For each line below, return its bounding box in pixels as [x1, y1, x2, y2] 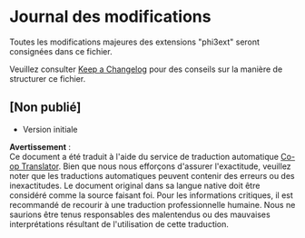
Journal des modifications [9, 6, 212, 27]
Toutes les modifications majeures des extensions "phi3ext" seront [9, 36, 261, 47]
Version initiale [22, 124, 78, 134]
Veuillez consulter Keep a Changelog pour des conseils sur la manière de [9, 64, 283, 74]
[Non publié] [9, 100, 82, 115]
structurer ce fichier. [9, 73, 86, 84]
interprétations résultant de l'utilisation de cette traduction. [9, 218, 230, 229]
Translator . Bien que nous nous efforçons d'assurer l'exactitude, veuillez [21, 161, 292, 172]
